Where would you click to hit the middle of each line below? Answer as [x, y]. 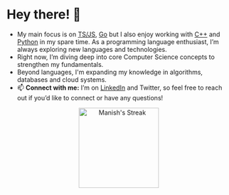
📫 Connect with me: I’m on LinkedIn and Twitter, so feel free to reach [119, 88]
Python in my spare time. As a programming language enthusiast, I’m [118, 41]
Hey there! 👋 [44, 15]
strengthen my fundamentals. [60, 64]
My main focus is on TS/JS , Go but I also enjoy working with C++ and [118, 34]
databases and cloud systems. [62, 79]
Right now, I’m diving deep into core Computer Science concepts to [116, 57]
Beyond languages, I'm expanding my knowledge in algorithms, [110, 72]
